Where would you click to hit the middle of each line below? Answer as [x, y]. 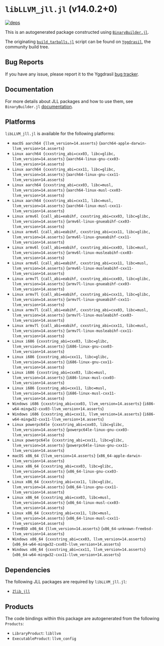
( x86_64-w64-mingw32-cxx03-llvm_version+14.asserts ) [66, 544]
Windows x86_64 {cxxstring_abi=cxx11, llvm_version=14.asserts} [79, 550]
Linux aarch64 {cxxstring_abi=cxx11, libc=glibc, [64, 170]
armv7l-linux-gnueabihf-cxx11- [100, 300]
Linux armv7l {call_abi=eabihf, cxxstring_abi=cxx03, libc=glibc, [81, 279]
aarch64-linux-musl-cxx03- [95, 190]
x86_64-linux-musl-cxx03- [94, 503]
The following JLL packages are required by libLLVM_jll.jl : [66, 582]
